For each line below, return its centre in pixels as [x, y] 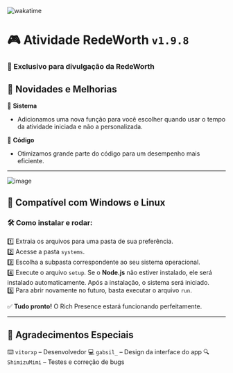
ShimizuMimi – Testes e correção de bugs [66, 362]
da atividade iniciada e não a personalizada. [80, 126]
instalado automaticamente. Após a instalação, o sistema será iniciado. [109, 282]
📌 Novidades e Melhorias [62, 89]
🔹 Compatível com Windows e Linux [86, 202]
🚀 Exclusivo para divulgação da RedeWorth [81, 67]
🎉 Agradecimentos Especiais [70, 335]
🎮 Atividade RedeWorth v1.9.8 [98, 40]
